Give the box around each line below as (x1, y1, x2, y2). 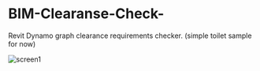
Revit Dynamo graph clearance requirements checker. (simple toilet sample (8, 31, 252, 40)
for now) (8, 39, 36, 48)
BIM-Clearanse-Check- (8, 5, 165, 23)
